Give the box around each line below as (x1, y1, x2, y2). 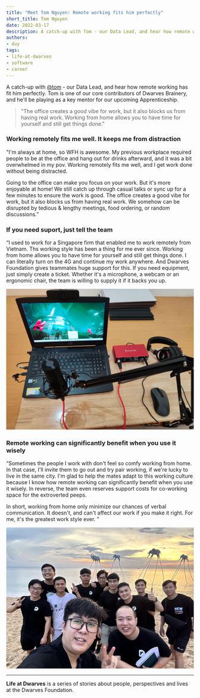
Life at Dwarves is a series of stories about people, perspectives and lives (6, 680, 189, 687)
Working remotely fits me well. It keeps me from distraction (6, 135, 181, 143)
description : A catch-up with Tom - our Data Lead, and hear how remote (6, 29, 190, 35)
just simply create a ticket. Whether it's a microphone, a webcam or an (6, 271, 180, 278)
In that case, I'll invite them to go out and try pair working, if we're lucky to (6, 466, 189, 473)
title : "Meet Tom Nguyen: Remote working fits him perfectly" (6, 10, 164, 15)
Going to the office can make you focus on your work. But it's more (6, 179, 171, 186)
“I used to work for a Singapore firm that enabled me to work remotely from (6, 239, 191, 247)
